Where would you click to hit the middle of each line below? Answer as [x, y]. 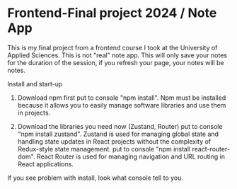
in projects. [34, 113]
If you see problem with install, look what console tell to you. [96, 178]
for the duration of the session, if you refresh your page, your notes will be [116, 62]
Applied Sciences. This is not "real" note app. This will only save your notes [117, 55]
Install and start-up [35, 84]
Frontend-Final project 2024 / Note [112, 13]
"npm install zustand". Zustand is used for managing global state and [118, 134]
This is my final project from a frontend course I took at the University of [112, 47]
